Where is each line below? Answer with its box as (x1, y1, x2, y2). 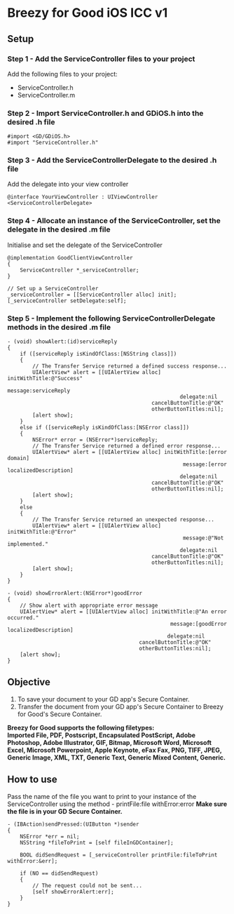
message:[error (182, 461, 228, 468)
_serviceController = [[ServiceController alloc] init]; (7, 291, 177, 298)
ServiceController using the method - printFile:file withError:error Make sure (7, 800, 228, 808)
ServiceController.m (17, 90, 76, 99)
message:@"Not (182, 535, 224, 542)
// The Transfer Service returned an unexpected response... (32, 516, 215, 523)
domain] (7, 455, 30, 462)
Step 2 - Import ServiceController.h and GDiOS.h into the (7, 108, 204, 118)
